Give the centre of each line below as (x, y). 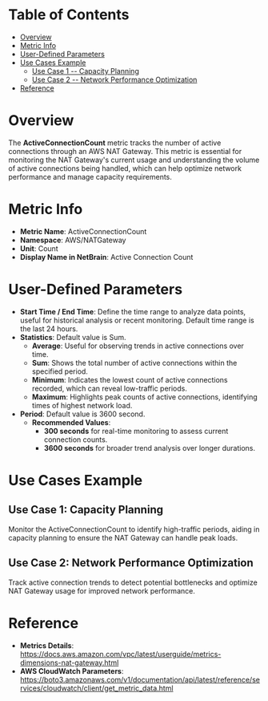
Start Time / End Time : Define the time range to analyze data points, (133, 311)
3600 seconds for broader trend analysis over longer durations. (150, 448)
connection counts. (76, 440)
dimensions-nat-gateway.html (69, 663)
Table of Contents (69, 15)
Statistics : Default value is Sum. (73, 337)
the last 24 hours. (49, 328)
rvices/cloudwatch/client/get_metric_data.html (96, 688)
